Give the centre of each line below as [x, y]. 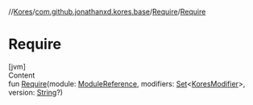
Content [22, 75]
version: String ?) [35, 92]
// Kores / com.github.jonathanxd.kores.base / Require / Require [107, 12]
